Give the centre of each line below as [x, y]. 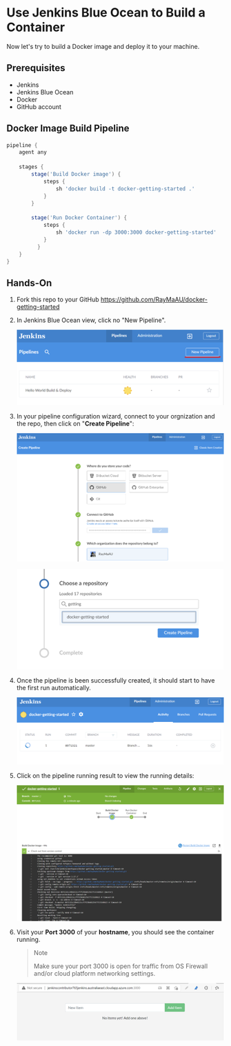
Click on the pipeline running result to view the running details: [105, 775]
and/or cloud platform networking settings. [94, 974]
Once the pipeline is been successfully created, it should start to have [115, 680]
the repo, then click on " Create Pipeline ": [75, 424]
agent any [33, 152]
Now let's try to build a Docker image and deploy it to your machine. [103, 46]
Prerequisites [36, 68]
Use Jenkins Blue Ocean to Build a [106, 13]
